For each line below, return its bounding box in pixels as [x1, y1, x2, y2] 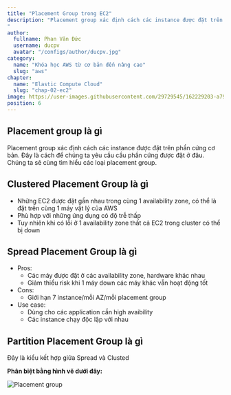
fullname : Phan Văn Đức [13, 36, 81, 43]
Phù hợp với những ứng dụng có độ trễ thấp [16, 211, 142, 219]
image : [7, 94, 26, 101]
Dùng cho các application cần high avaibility [27, 308, 153, 316]
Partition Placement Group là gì [7, 335, 143, 347]
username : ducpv [13, 42, 60, 49]
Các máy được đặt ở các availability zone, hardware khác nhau [27, 272, 205, 280]
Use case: [16, 301, 46, 309]
